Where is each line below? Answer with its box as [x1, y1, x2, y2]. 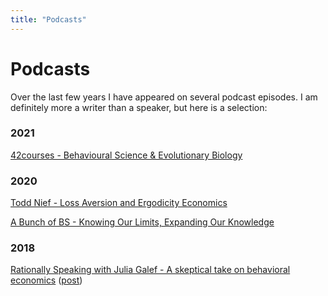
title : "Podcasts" [10, 14, 87, 25]
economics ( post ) [10, 274, 83, 286]
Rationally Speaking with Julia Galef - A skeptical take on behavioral [10, 264, 291, 276]
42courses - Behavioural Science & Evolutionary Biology [10, 149, 243, 161]
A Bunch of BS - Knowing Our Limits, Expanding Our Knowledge [10, 216, 275, 228]
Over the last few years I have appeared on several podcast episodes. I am [10, 91, 318, 103]
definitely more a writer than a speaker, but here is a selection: [10, 101, 268, 113]
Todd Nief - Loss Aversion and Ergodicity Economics [10, 197, 228, 209]
